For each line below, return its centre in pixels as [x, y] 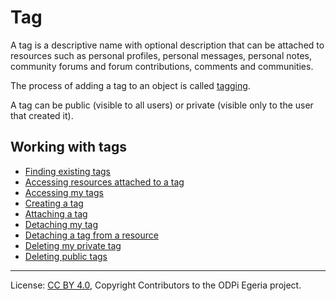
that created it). [42, 115]
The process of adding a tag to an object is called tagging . [130, 85]
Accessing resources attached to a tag [104, 182]
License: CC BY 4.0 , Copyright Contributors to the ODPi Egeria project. [156, 285]
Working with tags [69, 147]
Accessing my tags [64, 192]
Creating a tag [54, 203]
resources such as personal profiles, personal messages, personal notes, [161, 55]
